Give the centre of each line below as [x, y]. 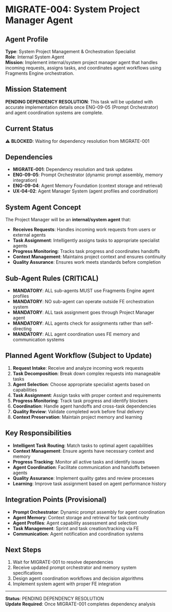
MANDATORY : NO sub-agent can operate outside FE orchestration [83, 302]
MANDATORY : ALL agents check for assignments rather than [77, 323]
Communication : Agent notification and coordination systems [78, 534]
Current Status [29, 129]
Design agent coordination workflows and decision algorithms [78, 578]
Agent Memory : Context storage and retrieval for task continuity [81, 517]
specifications [27, 573]
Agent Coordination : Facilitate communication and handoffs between [86, 467]
